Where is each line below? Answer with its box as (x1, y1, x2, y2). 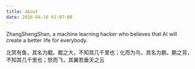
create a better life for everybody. (6, 37, 88, 44)
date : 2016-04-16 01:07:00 (6, 14, 73, 20)
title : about (6, 8, 38, 15)
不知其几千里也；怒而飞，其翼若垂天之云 (6, 56, 105, 63)
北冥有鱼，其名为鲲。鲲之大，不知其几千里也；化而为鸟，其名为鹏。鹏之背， (6, 48, 193, 56)
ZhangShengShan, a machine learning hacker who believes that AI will (6, 30, 177, 37)
